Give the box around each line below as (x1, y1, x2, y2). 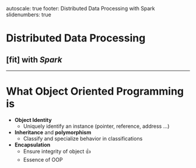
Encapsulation (14, 141, 51, 148)
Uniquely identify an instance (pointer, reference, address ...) (23, 123, 170, 129)
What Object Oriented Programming (6, 85, 184, 98)
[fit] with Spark (6, 55, 62, 65)
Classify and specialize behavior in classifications (23, 135, 143, 142)
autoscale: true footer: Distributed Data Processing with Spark (6, 5, 156, 12)
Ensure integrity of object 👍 (23, 148, 91, 155)
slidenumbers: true (6, 11, 51, 18)
